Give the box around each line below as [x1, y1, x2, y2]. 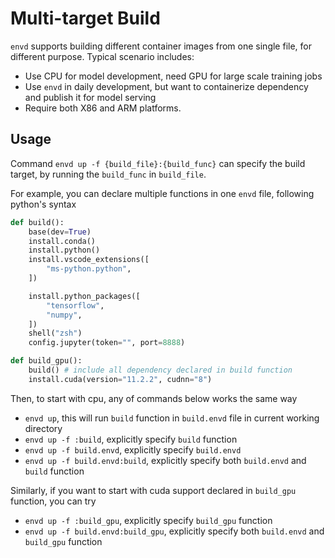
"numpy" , [46, 310, 83, 320]
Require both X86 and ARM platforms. [24, 102, 182, 114]
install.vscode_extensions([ [28, 255, 150, 265]
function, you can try [10, 495, 97, 507]
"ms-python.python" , [46, 264, 132, 274]
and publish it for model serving [24, 91, 157, 103]
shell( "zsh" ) [28, 328, 83, 339]
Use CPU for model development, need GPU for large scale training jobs [24, 70, 323, 82]
